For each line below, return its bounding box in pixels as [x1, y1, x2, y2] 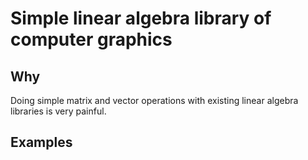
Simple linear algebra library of [10, 7, 272, 30]
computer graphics [10, 28, 173, 51]
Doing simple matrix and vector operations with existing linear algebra [10, 95, 299, 106]
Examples [10, 134, 73, 151]
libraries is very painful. [10, 105, 107, 117]
